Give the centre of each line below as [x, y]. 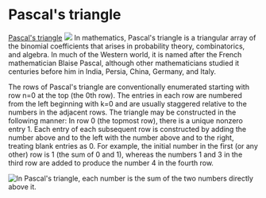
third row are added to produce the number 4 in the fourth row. [111, 163]
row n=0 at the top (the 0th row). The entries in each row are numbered [125, 95]
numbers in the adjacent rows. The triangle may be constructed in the [122, 112]
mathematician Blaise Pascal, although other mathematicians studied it [124, 63]
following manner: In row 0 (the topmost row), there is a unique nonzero [126, 120]
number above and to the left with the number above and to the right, [121, 138]
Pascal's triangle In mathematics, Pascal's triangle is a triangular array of [132, 37]
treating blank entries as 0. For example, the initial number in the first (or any [133, 146]
